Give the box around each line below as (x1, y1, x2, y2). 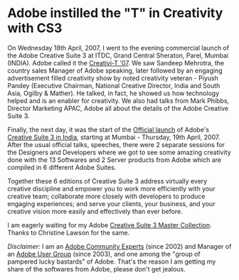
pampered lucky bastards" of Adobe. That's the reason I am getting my (7, 257, 216, 266)
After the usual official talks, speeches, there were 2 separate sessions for (7, 140, 225, 149)
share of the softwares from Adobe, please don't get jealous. (7, 264, 186, 273)
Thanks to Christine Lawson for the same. (7, 228, 130, 237)
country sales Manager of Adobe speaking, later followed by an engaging (7, 66, 223, 75)
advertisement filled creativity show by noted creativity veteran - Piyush (7, 73, 218, 82)
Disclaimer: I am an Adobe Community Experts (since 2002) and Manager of (7, 242, 232, 250)
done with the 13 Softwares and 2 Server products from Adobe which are (7, 155, 222, 164)
